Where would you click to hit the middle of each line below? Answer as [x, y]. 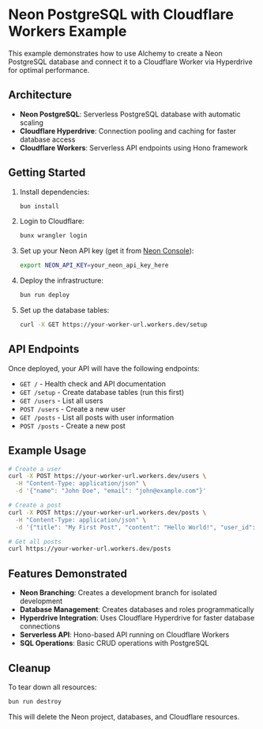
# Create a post [35, 505]
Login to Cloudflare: [52, 221]
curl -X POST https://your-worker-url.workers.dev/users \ [107, 477]
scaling [31, 122]
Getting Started [47, 173]
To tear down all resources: [53, 687]
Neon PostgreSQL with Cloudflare [121, 15]
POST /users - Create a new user [73, 408]
